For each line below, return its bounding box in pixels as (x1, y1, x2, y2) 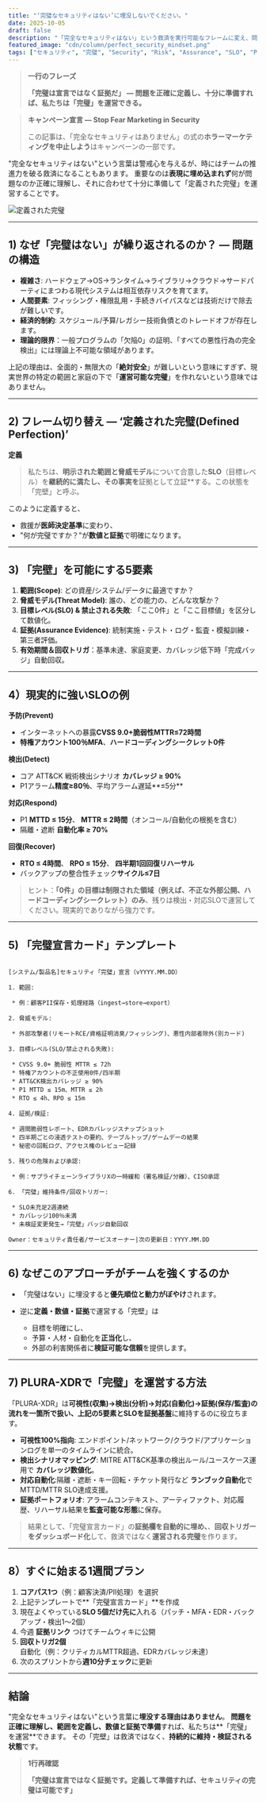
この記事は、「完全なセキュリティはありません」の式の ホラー (27, 132, 226, 141)
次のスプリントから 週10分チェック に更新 (19, 1657, 153, 1666)
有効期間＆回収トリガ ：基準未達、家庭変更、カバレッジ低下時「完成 (19, 645, 242, 655)
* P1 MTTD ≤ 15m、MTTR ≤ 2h (11, 1086, 103, 1094)
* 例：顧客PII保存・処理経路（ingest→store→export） (11, 999, 174, 1007)
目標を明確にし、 (31, 1323, 88, 1333)
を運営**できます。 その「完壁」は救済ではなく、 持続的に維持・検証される (8, 1732, 253, 1742)
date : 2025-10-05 (8, 19, 66, 27)
